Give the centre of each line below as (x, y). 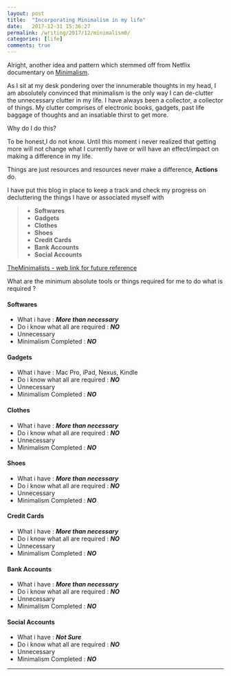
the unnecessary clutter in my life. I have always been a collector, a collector (115, 100)
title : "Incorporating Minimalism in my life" (77, 20)
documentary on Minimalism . (48, 72)
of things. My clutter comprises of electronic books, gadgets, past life (106, 108)
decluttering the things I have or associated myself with (86, 197)
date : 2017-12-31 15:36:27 (49, 26)
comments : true (29, 45)
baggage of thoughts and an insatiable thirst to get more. (88, 115)
